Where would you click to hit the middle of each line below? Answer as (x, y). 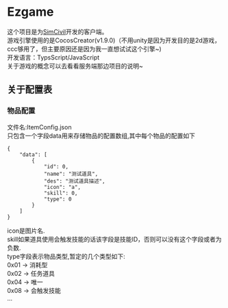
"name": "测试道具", (71, 174)
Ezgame (30, 12)
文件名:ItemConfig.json (39, 127)
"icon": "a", (62, 187)
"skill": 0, (61, 193)
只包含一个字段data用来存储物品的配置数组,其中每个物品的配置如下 (101, 136)
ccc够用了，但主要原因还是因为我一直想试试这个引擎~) (85, 49)
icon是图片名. (26, 231)
